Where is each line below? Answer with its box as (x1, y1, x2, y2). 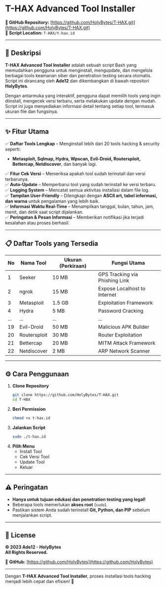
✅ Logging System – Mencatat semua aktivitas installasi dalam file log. (5, 187, 150, 193)
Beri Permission (12, 406, 46, 412)
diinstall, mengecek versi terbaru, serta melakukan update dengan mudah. (5, 98, 157, 104)
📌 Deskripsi (5, 49, 41, 57)
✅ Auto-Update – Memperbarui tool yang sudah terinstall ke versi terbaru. (5, 181, 157, 187)
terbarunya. (5, 176, 29, 182)
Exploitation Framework (98, 299, 153, 306)
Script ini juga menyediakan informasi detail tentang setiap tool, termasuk (5, 103, 155, 109)
